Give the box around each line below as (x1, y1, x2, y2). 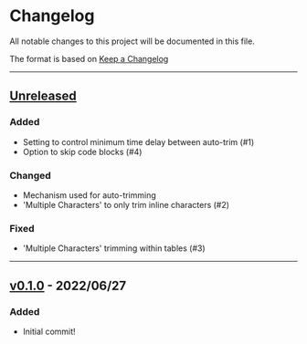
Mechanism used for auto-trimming (22, 189, 157, 201)
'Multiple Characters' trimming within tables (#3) (22, 243, 206, 254)
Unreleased (9, 89, 78, 104)
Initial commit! (22, 326, 76, 337)
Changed (9, 169, 52, 182)
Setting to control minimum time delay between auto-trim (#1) (22, 136, 255, 147)
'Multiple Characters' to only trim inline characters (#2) (22, 199, 230, 210)
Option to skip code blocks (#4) (22, 146, 143, 157)
